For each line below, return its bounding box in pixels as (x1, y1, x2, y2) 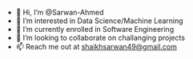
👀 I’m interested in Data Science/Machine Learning (15, 16, 183, 26)
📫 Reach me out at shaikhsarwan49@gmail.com (15, 42, 178, 51)
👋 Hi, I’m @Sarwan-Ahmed (15, 8, 104, 17)
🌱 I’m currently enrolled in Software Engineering (15, 25, 175, 33)
